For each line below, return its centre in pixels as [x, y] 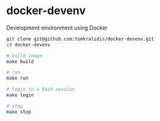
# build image [24, 56]
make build [20, 61]
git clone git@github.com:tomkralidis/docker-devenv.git [80, 39]
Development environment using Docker [57, 28]
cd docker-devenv [28, 45]
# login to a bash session [41, 90]
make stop [19, 112]
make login [20, 95]
